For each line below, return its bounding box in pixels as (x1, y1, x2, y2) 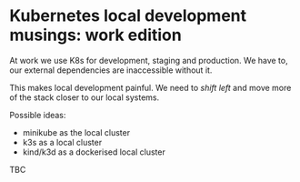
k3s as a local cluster (22, 136, 103, 147)
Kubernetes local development (9, 5, 247, 26)
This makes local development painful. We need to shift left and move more (9, 82, 292, 93)
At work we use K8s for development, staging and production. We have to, (9, 55, 288, 66)
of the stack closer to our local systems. (9, 92, 160, 103)
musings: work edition (9, 25, 182, 45)
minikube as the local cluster (22, 126, 130, 137)
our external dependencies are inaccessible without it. (9, 65, 213, 76)
